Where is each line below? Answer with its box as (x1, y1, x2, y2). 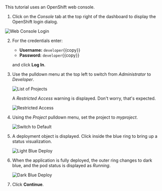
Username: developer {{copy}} (19, 47, 81, 53)
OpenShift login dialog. (12, 19, 58, 24)
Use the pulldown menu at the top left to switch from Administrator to (12, 71, 151, 77)
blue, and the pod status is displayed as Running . (12, 163, 111, 168)
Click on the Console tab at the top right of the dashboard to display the (12, 14, 156, 19)
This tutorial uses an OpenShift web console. (5, 4, 95, 10)
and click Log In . (12, 62, 46, 67)
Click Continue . (12, 182, 44, 187)
